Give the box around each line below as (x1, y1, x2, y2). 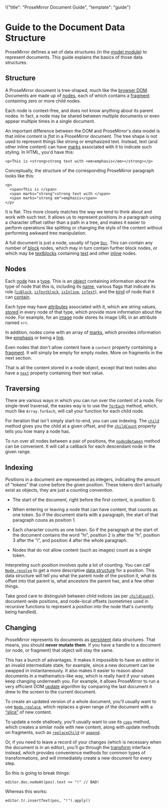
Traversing (5, 384, 40, 393)
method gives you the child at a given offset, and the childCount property (5, 423, 156, 429)
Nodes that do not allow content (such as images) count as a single (12, 547, 151, 553)
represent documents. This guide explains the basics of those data (5, 54, 143, 60)
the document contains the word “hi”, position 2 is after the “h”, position (12, 532, 160, 538)
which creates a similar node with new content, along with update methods (5, 724, 160, 730)
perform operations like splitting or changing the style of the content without (5, 224, 162, 230)
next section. (5, 355, 32, 361)
